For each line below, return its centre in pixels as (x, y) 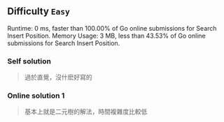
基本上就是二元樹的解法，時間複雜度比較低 (86, 112)
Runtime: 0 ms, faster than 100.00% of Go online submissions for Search (112, 28)
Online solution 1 (36, 96)
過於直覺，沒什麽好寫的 (58, 77)
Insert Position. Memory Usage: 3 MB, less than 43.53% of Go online (106, 36)
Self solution (29, 61)
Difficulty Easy (38, 12)
